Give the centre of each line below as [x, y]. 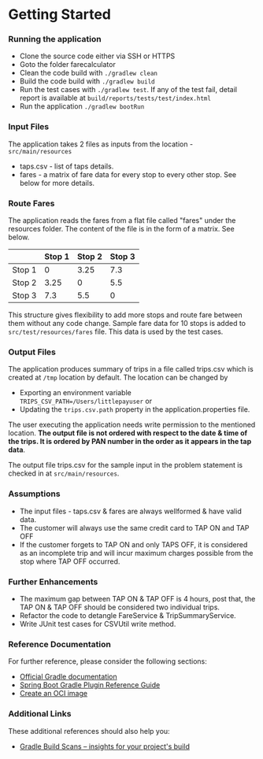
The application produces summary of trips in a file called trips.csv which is [131, 369]
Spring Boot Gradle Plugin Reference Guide [90, 685]
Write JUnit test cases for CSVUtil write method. [98, 624]
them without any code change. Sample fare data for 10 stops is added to [127, 324]
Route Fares [31, 203]
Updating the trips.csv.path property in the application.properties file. [135, 409]
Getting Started [60, 15]
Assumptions [34, 494]
